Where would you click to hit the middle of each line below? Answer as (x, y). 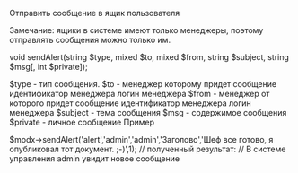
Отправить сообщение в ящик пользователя (95, 13)
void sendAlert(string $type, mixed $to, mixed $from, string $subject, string (149, 57)
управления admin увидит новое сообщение (95, 159)
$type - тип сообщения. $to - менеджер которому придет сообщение (143, 84)
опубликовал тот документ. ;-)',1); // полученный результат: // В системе (148, 149)
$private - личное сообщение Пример (82, 122)
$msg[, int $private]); (48, 67)
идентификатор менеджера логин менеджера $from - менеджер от (140, 94)
